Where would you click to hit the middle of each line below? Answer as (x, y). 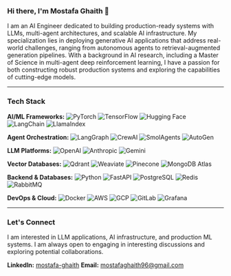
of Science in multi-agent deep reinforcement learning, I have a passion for (113, 63)
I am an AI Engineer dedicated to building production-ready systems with (111, 26)
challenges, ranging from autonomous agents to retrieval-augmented (122, 48)
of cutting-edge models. (42, 77)
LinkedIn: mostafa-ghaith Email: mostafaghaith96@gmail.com (96, 265)
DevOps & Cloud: (32, 198)
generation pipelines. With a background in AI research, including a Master (113, 55)
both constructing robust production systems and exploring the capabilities (114, 70)
